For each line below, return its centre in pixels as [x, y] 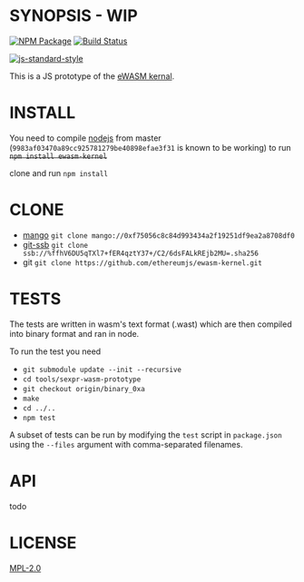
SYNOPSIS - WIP [74, 16]
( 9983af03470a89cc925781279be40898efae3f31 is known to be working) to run [150, 147]
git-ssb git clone [55, 244]
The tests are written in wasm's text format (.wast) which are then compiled [151, 324]
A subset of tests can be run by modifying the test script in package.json [146, 434]
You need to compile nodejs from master [85, 138]
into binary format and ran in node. [74, 333]
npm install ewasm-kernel [58, 156]
